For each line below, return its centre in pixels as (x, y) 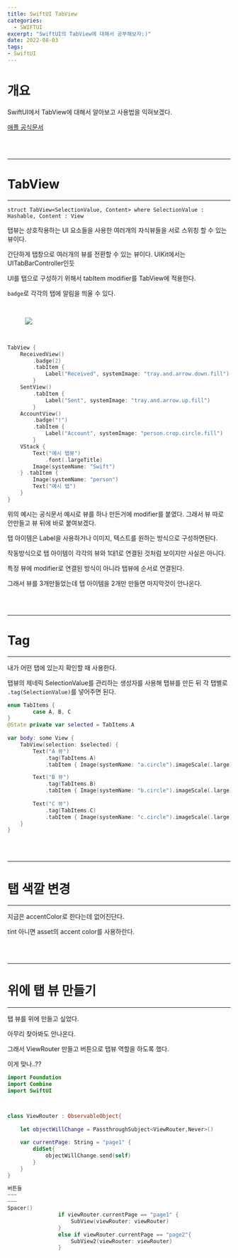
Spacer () (20, 1208)
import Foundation (34, 1077)
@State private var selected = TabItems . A (71, 725)
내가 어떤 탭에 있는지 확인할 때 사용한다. (62, 667)
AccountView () (41, 414)
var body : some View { (41, 738)
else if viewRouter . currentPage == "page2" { (125, 1235)
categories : (25, 21)
